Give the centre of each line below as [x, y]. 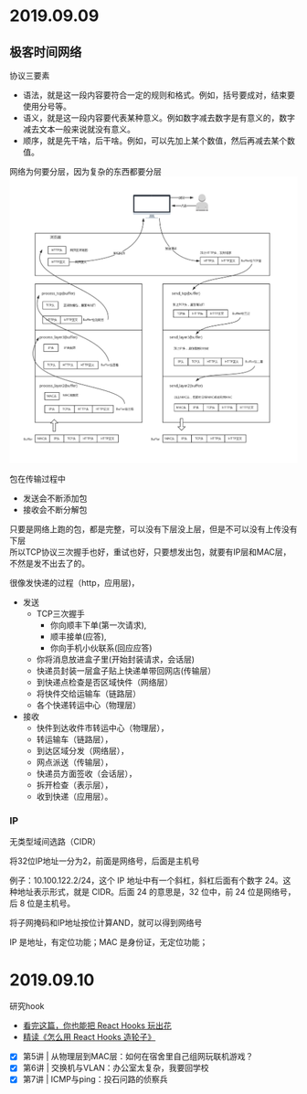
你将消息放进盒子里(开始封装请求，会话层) [115, 660]
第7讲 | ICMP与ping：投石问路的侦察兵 [95, 1079]
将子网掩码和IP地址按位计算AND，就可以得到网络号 [106, 923]
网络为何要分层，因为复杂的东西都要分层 [85, 171]
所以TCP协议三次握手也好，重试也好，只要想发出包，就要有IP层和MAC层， [150, 552]
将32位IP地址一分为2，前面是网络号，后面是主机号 [105, 861]
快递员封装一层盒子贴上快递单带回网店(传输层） [126, 671]
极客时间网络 [46, 52]
